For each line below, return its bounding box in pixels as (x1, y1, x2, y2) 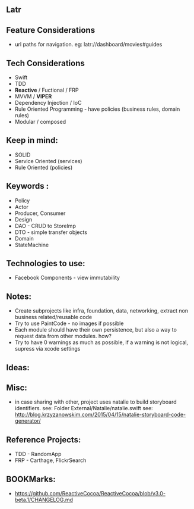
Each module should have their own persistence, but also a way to (14, 326, 177, 333)
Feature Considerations (6, 25, 96, 35)
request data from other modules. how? (14, 333, 112, 340)
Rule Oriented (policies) (14, 164, 73, 171)
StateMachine (14, 241, 49, 248)
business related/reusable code (14, 314, 93, 321)
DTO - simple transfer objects (14, 229, 88, 236)
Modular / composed (14, 118, 66, 126)
